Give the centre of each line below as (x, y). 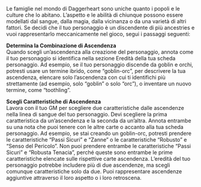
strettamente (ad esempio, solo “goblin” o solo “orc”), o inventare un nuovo (99, 84)
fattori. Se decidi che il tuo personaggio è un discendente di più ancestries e (100, 27)
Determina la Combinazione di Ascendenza (61, 45)
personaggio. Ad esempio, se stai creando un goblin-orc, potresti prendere (99, 133)
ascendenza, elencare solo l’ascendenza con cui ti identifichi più (86, 77)
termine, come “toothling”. (38, 90)
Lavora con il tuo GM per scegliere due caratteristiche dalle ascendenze (95, 108)
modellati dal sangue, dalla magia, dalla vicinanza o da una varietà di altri (96, 21)
